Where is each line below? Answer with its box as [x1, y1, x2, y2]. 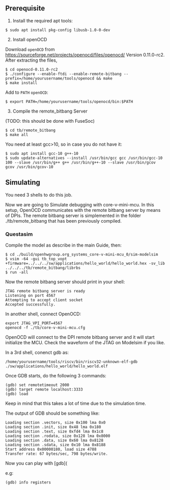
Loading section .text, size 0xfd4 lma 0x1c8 [5, 429, 103, 434]
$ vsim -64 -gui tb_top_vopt [5, 256, 67, 261]
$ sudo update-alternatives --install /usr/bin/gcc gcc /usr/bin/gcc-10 [5, 155, 163, 160]
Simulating [5, 178, 41, 187]
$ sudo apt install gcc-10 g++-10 [5, 151, 79, 156]
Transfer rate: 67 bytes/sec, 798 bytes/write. [5, 451, 108, 456]
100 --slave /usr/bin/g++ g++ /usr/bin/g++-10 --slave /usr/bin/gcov [5, 160, 156, 165]
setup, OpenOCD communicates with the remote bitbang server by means [5, 207, 161, 213]
